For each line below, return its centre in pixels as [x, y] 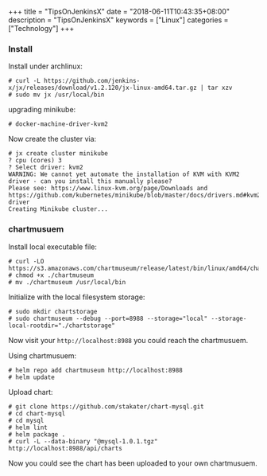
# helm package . [37, 434]
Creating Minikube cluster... [58, 209]
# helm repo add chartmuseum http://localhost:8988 [95, 370]
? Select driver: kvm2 [46, 168]
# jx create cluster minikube [58, 154]
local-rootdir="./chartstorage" [62, 326]
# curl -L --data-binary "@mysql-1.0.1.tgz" [83, 441]
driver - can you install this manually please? [90, 181]
